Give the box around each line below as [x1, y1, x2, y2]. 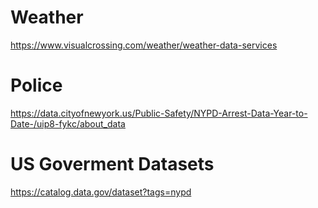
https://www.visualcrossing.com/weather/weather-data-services [10, 39, 278, 51]
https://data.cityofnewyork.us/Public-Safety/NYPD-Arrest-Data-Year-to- [10, 107, 308, 119]
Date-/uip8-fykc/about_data [10, 117, 126, 130]
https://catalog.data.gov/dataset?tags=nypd [10, 186, 192, 198]
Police [10, 74, 63, 97]
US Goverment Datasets [10, 153, 215, 176]
